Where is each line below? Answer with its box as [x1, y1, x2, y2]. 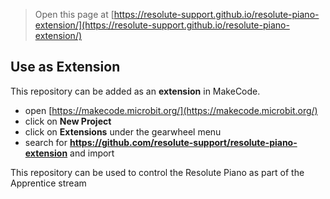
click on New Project [24, 115, 112, 127]
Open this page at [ [34, 9, 115, 20]
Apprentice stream [10, 177, 87, 189]
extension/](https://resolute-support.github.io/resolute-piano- [34, 19, 290, 31]
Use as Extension [10, 59, 121, 76]
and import [69, 147, 115, 159]
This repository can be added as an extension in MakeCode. [10, 85, 261, 97]
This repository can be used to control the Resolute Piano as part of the [10, 166, 305, 178]
